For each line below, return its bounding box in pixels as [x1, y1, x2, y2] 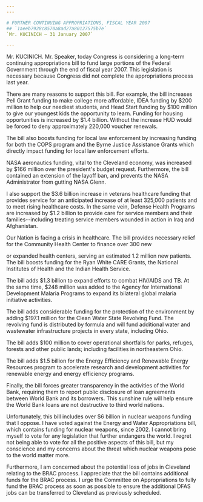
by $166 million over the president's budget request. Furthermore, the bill [6, 166, 189, 173]
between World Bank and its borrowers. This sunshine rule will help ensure [6, 395, 193, 402]
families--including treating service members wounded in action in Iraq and [6, 216, 195, 223]
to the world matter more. [6, 452, 70, 459]
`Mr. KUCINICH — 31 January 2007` [6, 31, 94, 37]
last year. [6, 79, 29, 86]
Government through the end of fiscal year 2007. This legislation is [6, 66, 173, 73]
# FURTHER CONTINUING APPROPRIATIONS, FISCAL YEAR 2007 [6, 19, 150, 26]
